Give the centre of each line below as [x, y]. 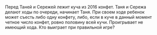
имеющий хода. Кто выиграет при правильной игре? [60, 27]
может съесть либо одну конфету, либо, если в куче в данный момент [78, 17]
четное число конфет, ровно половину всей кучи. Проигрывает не [74, 22]
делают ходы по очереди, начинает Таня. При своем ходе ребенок [75, 12]
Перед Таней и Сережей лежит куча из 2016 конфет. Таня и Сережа [76, 7]
